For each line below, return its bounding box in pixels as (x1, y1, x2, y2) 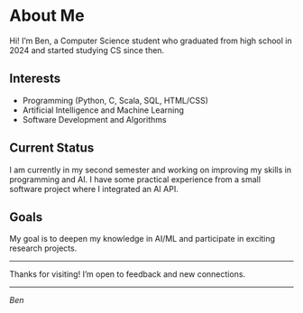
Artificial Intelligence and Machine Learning (22, 105, 185, 115)
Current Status (9, 141, 95, 156)
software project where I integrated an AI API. (9, 183, 179, 194)
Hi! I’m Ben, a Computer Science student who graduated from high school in (9, 35, 293, 46)
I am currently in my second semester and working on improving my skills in (9, 164, 291, 175)
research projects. (9, 243, 78, 253)
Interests (9, 71, 61, 87)
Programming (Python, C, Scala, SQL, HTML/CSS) (22, 95, 209, 106)
